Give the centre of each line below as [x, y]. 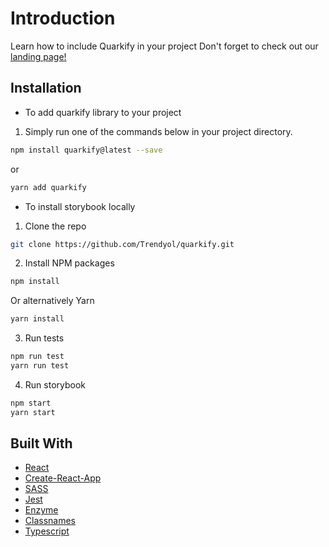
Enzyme [41, 510]
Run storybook [55, 384]
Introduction [63, 18]
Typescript [47, 531]
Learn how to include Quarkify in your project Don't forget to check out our [164, 46]
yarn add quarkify [48, 187]
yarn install [37, 319]
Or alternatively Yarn [52, 301]
